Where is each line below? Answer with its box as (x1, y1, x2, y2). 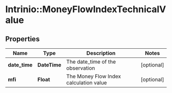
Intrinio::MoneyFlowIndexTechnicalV (5, 4, 166, 15)
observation (66, 65, 96, 72)
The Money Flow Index (66, 73, 121, 80)
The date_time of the (66, 58, 116, 65)
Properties (5, 35, 40, 43)
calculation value (66, 79, 107, 86)
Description (86, 50, 116, 56)
